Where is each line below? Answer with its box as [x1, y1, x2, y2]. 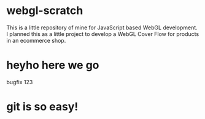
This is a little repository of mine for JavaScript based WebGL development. [6, 24, 198, 31]
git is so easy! [6, 100, 79, 114]
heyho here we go [6, 59, 99, 72]
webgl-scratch [6, 4, 83, 18]
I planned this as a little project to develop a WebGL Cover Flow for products [6, 30, 199, 37]
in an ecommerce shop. [6, 37, 66, 44]
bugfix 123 [6, 78, 33, 85]
